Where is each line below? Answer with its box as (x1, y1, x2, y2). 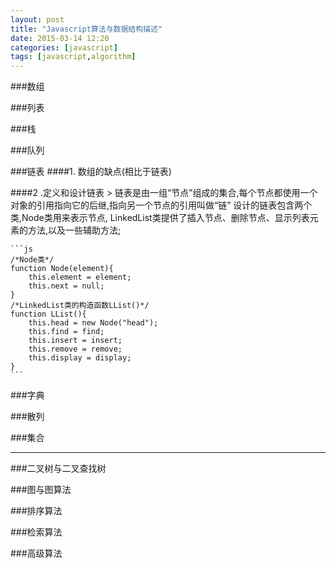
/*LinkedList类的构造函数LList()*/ (10, 301, 150, 311)
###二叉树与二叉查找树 (10, 462, 107, 475)
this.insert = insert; (28, 336, 123, 346)
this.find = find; (28, 327, 105, 337)
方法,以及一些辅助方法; (27, 224, 122, 236)
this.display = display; (28, 353, 132, 363)
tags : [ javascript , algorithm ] (10, 52, 137, 62)
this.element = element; (28, 272, 132, 283)
